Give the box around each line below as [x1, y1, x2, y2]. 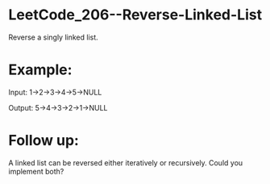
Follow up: [8, 132, 79, 150]
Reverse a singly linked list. [8, 32, 98, 42]
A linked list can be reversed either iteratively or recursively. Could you [8, 157, 243, 167]
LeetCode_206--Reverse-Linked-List [8, 6, 263, 24]
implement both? [8, 166, 64, 176]
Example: [8, 61, 73, 79]
